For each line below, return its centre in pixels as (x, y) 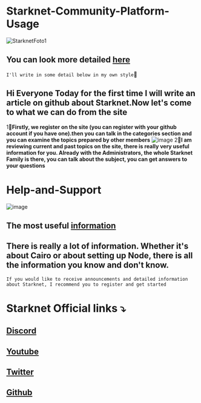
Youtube (23, 351)
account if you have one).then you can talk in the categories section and (99, 133)
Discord (21, 331)
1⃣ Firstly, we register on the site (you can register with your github (91, 127)
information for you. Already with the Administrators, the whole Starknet (100, 152)
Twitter (20, 372)
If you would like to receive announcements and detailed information (97, 279)
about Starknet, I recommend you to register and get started (86, 284)
